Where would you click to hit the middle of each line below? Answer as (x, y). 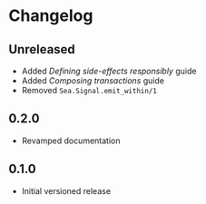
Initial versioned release (66, 190)
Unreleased (42, 49)
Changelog (51, 16)
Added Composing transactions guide (93, 81)
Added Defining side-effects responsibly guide (109, 71)
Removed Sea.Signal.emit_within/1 (89, 90)
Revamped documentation (71, 141)
